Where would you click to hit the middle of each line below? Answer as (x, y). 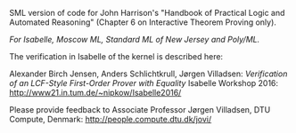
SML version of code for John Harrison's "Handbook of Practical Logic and (147, 13)
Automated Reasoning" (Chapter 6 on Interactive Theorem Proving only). (143, 22)
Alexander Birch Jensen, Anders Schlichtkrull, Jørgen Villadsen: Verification (148, 74)
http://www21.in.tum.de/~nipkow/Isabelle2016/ (95, 93)
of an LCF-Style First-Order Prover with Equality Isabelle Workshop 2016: (144, 83)
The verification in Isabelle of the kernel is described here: (116, 56)
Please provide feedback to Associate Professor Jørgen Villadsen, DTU (140, 110)
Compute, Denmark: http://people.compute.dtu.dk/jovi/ (111, 119)
